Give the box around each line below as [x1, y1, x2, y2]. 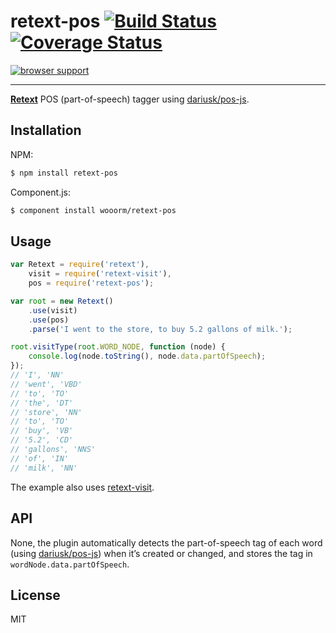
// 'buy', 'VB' [10, 426, 74, 436]
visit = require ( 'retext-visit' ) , [28, 269, 172, 279]
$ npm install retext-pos [10, 168, 118, 178]
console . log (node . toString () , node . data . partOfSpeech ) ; [28, 351, 267, 362]
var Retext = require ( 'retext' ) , [10, 260, 150, 270]
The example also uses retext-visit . [10, 481, 155, 493]
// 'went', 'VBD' [10, 379, 83, 389]
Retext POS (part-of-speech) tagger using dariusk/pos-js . [10, 93, 250, 105]
